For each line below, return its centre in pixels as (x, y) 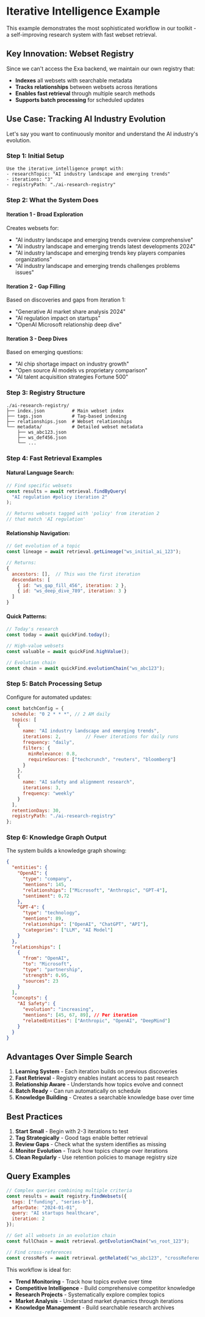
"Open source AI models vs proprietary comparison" (81, 370)
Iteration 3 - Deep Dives (37, 338)
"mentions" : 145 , (45, 884)
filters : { (36, 748)
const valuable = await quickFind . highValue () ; (68, 651)
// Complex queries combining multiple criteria (69, 1190)
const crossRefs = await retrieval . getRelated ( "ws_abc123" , (85, 1258)
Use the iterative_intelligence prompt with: (65, 168)
